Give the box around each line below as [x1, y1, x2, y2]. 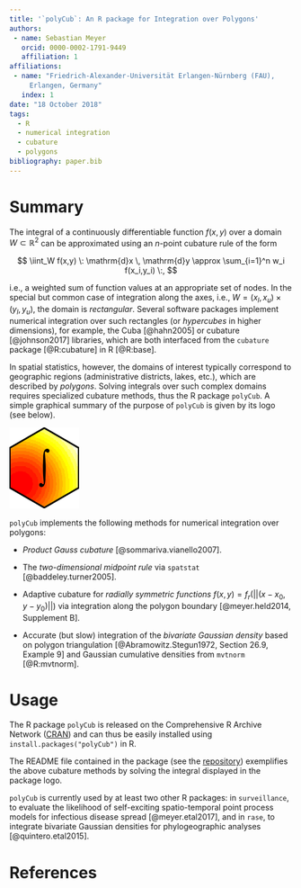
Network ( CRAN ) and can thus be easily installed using [9, 729, 213, 740]
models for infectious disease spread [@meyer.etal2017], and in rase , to [9, 812, 276, 822]
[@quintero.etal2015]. [9, 830, 90, 841]
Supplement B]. [22, 612, 81, 623]
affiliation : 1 [21, 52, 78, 62]
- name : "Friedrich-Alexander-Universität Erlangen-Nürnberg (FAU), [13, 72, 276, 81]
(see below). [9, 409, 56, 420]
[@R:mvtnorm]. [22, 658, 79, 669]
